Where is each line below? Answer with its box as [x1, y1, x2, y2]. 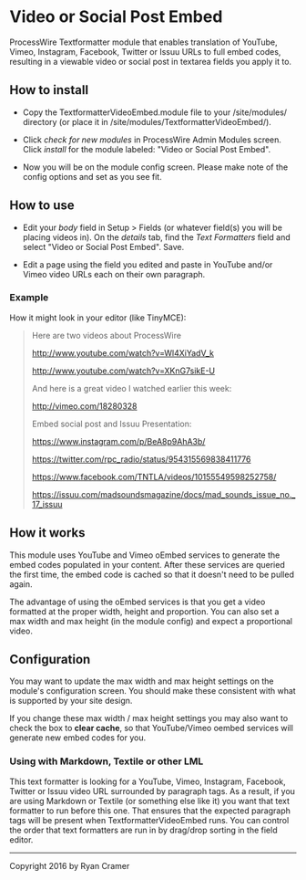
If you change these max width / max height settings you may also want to [9, 713, 289, 724]
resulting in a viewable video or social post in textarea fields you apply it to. [9, 56, 292, 67]
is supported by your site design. [9, 696, 133, 707]
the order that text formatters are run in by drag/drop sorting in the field [9, 824, 278, 835]
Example [9, 291, 49, 304]
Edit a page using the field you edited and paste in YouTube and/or [22, 258, 273, 270]
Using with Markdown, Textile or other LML [9, 755, 204, 768]
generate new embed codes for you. [9, 732, 147, 743]
